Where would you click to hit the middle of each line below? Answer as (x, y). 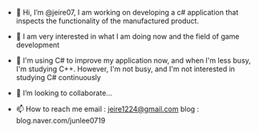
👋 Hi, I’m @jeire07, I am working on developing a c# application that (127, 12)
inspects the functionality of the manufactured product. (107, 21)
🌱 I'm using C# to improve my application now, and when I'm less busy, (133, 60)
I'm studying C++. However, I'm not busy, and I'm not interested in (125, 69)
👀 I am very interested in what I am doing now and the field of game (127, 36)
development (38, 45)
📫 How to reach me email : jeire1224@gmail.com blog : (107, 109)
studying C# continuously (59, 77)
